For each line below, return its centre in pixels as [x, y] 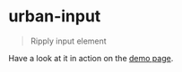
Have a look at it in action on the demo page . [91, 58]
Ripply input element [68, 41]
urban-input [55, 16]
